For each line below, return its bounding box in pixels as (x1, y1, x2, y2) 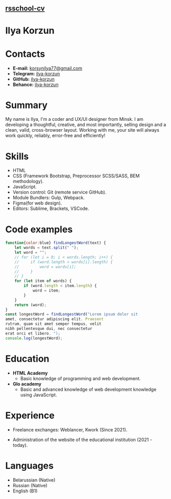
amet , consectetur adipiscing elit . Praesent (5, 317, 104, 322)
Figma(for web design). (12, 200, 62, 206)
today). (12, 442, 28, 448)
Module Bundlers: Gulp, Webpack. (12, 195, 85, 201)
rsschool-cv (5, 4, 45, 13)
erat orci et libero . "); (5, 330, 60, 336)
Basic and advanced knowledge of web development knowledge (20, 386, 157, 392)
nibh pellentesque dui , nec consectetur (5, 326, 93, 331)
